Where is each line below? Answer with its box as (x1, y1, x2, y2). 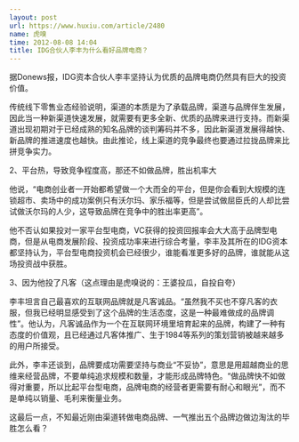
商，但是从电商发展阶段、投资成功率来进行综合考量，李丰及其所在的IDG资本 (9, 237, 288, 247)
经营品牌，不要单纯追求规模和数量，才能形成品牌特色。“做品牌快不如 (24, 371, 279, 382)
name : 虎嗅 (9, 29, 47, 38)
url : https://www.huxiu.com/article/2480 (9, 21, 166, 30)
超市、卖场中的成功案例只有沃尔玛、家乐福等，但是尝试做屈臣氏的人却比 (16, 195, 282, 205)
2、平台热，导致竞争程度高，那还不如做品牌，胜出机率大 (9, 165, 217, 176)
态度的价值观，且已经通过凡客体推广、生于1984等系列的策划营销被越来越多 (9, 330, 285, 341)
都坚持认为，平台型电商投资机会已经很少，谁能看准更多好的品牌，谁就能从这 (9, 247, 290, 258)
